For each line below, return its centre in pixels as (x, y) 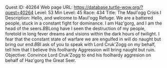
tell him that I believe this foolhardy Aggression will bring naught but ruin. (80, 50)
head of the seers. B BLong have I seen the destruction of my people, (75, 28)
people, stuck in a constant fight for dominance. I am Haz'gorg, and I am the (84, 23)
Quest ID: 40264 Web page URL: (39, 7)
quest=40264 (19, 12)
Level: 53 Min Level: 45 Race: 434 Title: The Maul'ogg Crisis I (98, 12)
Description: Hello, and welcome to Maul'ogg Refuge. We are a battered (79, 18)
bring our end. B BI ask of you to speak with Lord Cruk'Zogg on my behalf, (80, 44)
